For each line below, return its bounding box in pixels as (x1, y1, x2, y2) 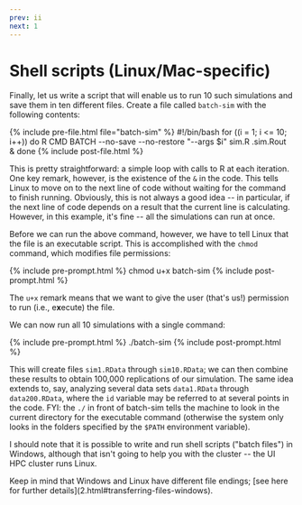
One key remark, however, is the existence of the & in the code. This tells (9, 173, 279, 184)
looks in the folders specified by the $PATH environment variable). (9, 421, 251, 433)
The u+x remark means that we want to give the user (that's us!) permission (9, 292, 289, 303)
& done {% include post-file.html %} (9, 146, 144, 157)
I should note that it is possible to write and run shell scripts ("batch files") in (9, 439, 293, 450)
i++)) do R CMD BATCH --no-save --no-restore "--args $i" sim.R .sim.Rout (9, 136, 287, 147)
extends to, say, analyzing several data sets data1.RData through (9, 383, 250, 394)
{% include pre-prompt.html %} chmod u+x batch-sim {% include (9, 265, 253, 276)
